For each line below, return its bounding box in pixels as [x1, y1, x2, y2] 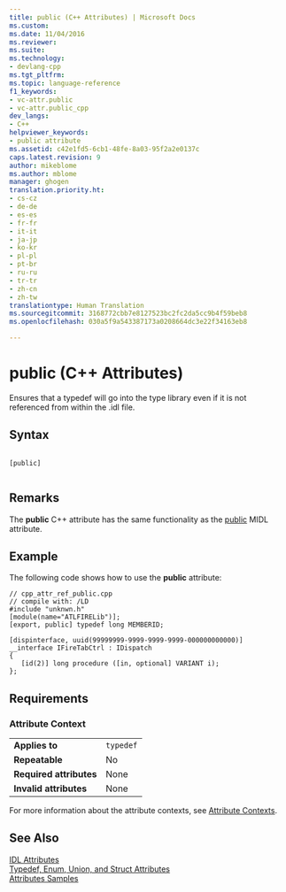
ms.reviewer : [9, 37, 58, 47]
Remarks [9, 490, 60, 505]
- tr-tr [9, 276, 38, 285]
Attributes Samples [9, 873, 79, 883]
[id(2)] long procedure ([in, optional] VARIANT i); [20, 659, 220, 668]
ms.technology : [9, 54, 66, 63]
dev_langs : [9, 111, 50, 120]
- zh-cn [9, 284, 38, 293]
